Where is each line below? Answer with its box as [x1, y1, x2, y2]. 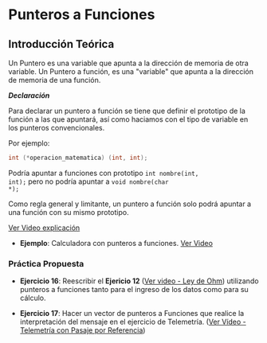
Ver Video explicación [8, 223, 80, 232]
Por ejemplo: [8, 138, 50, 148]
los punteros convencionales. [8, 123, 105, 132]
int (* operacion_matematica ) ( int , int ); [8, 154, 148, 162]
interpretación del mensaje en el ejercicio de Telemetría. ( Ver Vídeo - [19, 317, 246, 327]
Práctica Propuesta [8, 258, 84, 269]
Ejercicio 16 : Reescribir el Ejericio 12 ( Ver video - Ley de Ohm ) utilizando [19, 276, 259, 286]
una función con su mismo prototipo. [8, 207, 129, 216]
